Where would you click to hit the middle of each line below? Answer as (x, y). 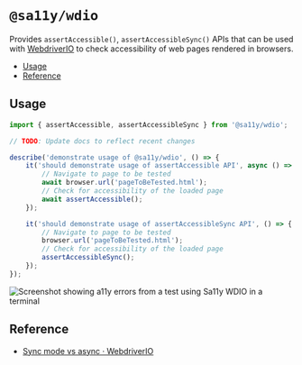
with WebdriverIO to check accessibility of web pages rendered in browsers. (151, 49)
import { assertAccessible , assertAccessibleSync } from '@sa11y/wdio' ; (149, 124)
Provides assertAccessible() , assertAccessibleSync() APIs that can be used (151, 39)
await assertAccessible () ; (92, 199)
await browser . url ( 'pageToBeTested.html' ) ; (124, 183)
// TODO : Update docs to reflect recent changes (102, 141)
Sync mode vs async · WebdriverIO (88, 351)
